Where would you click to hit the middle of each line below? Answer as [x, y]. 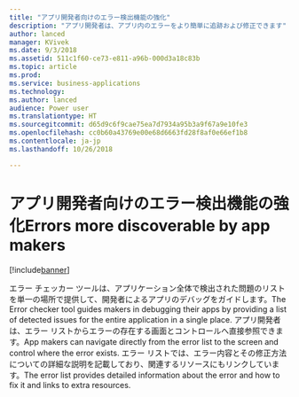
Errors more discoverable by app [148, 226]
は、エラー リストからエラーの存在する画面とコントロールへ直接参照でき [142, 331]
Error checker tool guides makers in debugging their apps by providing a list [148, 309]
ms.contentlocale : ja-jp [55, 141]
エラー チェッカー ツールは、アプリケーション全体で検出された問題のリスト [147, 288]
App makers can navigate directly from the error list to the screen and [151, 341]
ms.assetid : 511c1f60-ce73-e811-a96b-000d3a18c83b [105, 58]
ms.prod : [25, 75]
